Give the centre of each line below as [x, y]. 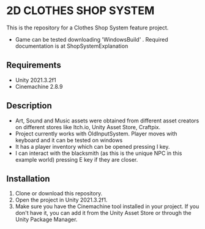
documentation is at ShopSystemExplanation [72, 46]
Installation [28, 178]
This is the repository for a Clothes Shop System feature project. [88, 28]
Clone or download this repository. [59, 193]
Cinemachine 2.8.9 [39, 86]
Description [29, 106]
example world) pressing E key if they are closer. [76, 159]
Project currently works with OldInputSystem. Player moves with [96, 133]
